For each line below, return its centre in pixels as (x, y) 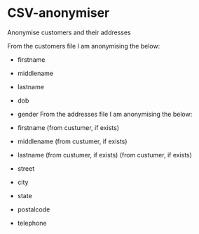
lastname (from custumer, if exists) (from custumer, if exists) (105, 155)
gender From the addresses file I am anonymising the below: (105, 114)
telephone (32, 223)
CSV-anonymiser (59, 13)
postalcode (34, 209)
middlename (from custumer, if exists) (72, 141)
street (26, 168)
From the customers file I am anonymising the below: (84, 46)
